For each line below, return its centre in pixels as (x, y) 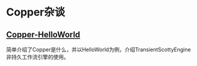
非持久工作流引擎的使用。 (38, 57)
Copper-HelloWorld (43, 34)
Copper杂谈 (36, 12)
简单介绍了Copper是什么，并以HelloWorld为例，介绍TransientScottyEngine (98, 49)
